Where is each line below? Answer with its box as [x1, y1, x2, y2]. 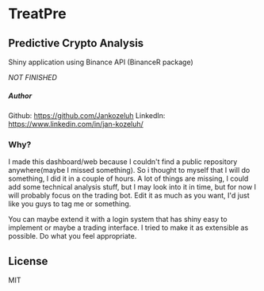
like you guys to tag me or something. [8, 199, 132, 209]
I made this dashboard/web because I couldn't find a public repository [8, 157, 238, 167]
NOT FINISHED [8, 73, 58, 82]
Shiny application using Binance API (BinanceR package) [8, 57, 194, 67]
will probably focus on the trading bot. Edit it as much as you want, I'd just [8, 191, 250, 201]
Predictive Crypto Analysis [8, 36, 144, 50]
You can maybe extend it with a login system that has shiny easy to [8, 215, 228, 224]
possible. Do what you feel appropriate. [8, 232, 137, 241]
